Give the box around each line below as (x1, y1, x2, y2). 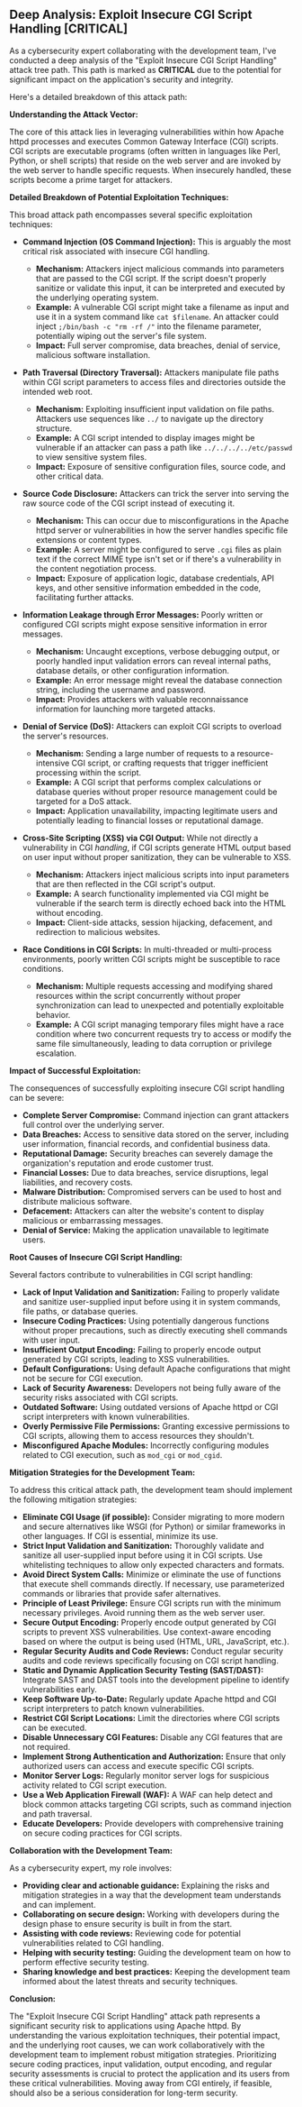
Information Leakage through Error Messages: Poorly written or (22, 609, 263, 620)
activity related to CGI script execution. (22, 1780, 167, 1791)
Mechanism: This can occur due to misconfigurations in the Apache (35, 515, 289, 526)
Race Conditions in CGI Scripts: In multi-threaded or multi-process (22, 944, 272, 955)
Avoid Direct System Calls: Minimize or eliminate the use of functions (22, 1569, 281, 1580)
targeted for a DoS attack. (35, 795, 132, 806)
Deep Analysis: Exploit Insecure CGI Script (9, 7, 253, 23)
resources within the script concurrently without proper (35, 990, 241, 1001)
